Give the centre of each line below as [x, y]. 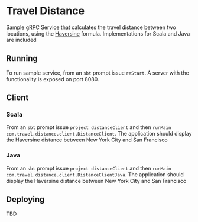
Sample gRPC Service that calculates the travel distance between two [91, 27]
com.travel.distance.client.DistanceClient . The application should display [99, 134]
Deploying [25, 200]
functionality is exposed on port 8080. [53, 79]
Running [22, 58]
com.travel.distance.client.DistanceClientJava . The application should [95, 174]
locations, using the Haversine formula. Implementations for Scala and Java [98, 33]
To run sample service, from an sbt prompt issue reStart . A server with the [98, 73]
